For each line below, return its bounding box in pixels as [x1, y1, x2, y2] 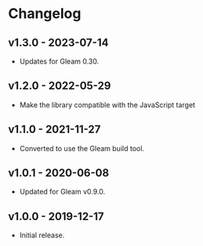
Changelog [8, 5, 82, 23]
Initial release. [19, 230, 65, 240]
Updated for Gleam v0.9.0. [19, 187, 106, 197]
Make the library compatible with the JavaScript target [19, 99, 196, 110]
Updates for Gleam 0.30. [19, 56, 100, 66]
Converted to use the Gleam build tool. [19, 143, 145, 153]
